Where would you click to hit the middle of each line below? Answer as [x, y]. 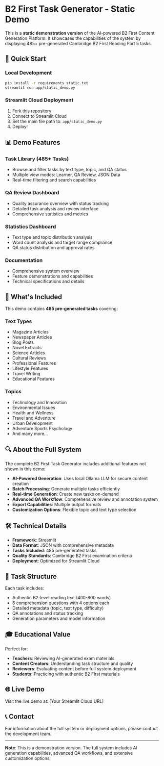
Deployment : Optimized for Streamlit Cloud [56, 561]
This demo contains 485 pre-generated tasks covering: [61, 309]
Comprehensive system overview [46, 271]
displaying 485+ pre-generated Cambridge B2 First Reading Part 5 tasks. [79, 43]
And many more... [30, 434]
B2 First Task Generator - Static [70, 9]
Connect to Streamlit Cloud [39, 116]
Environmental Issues [34, 408]
